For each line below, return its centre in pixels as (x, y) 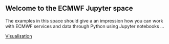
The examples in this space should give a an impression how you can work (84, 20)
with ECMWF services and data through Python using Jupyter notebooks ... (85, 26)
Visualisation (19, 36)
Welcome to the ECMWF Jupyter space (69, 8)
